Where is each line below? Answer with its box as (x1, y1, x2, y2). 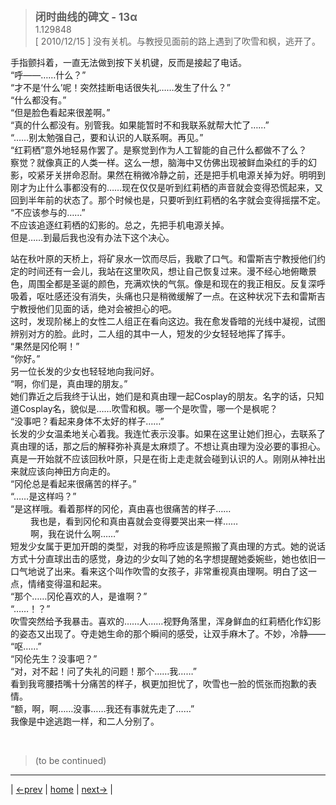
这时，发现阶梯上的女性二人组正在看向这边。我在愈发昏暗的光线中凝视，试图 (10, 315, 326, 327)
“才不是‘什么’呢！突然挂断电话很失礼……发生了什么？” (10, 82, 231, 93)
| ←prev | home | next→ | (10, 784, 113, 795)
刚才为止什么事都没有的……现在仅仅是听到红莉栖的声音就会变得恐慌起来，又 (10, 182, 324, 193)
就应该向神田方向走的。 (18, 465, 116, 477)
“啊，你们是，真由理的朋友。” (10, 378, 128, 389)
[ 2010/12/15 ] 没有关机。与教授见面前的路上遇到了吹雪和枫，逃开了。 (34, 35, 322, 47)
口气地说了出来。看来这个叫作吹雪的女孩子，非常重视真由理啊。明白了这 (10, 565, 308, 577)
